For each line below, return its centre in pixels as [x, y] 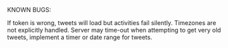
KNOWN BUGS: [29, 10]
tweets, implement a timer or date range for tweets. [80, 37]
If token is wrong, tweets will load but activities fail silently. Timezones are [112, 23]
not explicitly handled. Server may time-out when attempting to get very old [114, 30]
